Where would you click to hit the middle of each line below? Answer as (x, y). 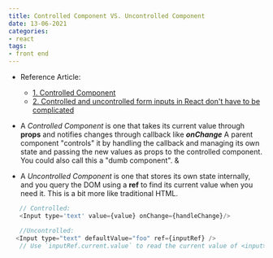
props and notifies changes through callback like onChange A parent (136, 134)
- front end (28, 54)
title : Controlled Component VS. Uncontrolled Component (107, 16)
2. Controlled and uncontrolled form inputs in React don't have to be (146, 101)
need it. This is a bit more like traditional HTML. (99, 193)
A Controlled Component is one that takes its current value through (132, 126)
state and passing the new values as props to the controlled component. (141, 152)
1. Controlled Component (74, 93)
